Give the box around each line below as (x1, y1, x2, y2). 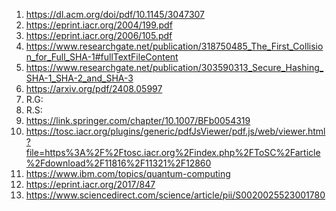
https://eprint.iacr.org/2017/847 (25, 179, 156, 190)
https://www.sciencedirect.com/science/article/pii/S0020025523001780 (25, 189, 326, 201)
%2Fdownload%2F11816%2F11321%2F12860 (25, 157, 212, 169)
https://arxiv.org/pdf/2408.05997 (25, 83, 163, 94)
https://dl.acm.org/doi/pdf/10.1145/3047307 (25, 9, 206, 20)
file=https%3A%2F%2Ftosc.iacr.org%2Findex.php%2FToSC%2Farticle (25, 147, 321, 158)
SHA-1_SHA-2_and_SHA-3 (25, 72, 134, 84)
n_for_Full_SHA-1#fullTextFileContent (25, 51, 179, 63)
